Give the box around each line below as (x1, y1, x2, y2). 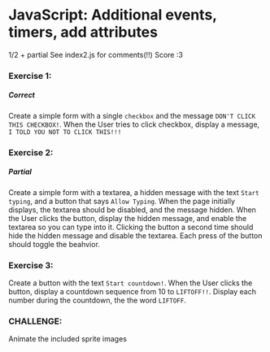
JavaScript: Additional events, (8, 6, 217, 24)
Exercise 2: (8, 146, 54, 158)
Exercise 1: (8, 70, 52, 81)
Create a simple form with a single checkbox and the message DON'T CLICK (8, 111, 256, 120)
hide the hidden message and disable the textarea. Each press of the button (8, 230, 263, 241)
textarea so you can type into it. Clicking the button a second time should (8, 222, 254, 232)
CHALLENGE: (8, 315, 63, 327)
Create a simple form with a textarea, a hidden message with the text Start (8, 187, 259, 197)
